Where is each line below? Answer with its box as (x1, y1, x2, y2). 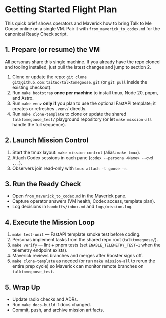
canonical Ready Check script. (5, 31, 68, 37)
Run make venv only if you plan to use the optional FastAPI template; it (12, 100, 156, 106)
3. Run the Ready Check (5, 179, 81, 188)
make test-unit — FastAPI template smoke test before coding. (12, 231, 141, 237)
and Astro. (12, 95, 34, 101)
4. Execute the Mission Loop (5, 218, 95, 226)
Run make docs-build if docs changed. (12, 302, 91, 307)
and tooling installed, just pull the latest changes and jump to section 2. (5, 64, 151, 70)
